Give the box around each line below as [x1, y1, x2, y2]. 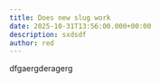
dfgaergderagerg [9, 63, 73, 74]
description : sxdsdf [9, 30, 88, 39]
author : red [9, 38, 54, 48]
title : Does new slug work [9, 13, 111, 23]
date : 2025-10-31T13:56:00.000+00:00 [9, 22, 152, 31]
